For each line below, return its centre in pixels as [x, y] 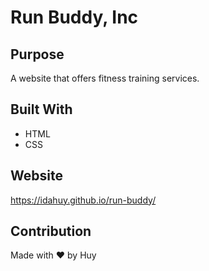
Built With [41, 109]
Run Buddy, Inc [74, 17]
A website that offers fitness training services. [105, 78]
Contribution [51, 231]
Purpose [37, 54]
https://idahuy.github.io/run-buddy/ [83, 200]
